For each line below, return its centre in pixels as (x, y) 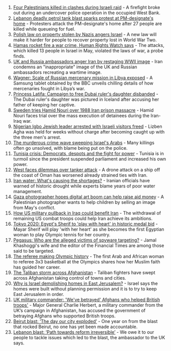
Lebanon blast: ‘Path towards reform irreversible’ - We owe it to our (83, 332)
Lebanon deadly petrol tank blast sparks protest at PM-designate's (83, 18)
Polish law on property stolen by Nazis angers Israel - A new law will (85, 34)
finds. (19, 56)
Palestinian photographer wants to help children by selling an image (84, 202)
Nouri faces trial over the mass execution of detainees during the (81, 116)
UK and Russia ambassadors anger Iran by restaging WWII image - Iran (88, 61)
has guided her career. (37, 267)
